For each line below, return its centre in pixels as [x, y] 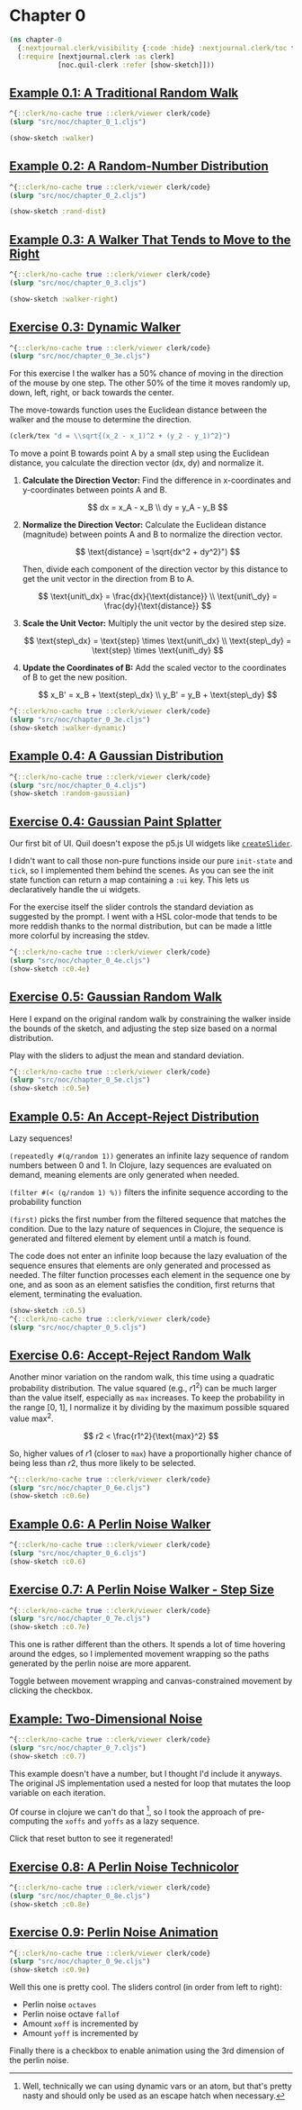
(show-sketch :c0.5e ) [50, 1089]
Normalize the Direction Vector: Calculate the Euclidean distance [144, 525]
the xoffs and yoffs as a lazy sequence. [125, 1821]
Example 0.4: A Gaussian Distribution [116, 756]
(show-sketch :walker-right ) [64, 299]
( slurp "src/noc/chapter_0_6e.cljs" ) [80, 1488]
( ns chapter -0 [36, 40]
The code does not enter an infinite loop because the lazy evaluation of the [148, 1255]
